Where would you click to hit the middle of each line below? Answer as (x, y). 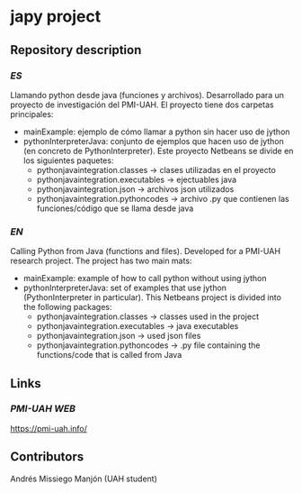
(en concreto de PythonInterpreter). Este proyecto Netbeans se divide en (158, 151)
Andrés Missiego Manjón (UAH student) (84, 479)
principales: (32, 114)
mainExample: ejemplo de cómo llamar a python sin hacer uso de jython (156, 132)
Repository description (76, 50)
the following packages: (67, 307)
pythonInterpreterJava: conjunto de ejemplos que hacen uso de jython (153, 141)
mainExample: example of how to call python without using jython (145, 278)
